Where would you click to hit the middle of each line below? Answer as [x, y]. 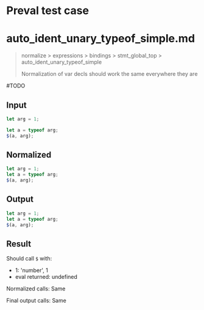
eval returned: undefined [46, 277]
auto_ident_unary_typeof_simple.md [101, 39]
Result [19, 244]
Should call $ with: [29, 259]
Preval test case [48, 11]
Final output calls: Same [37, 301]
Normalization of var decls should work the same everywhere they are [109, 74]
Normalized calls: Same [36, 289]
